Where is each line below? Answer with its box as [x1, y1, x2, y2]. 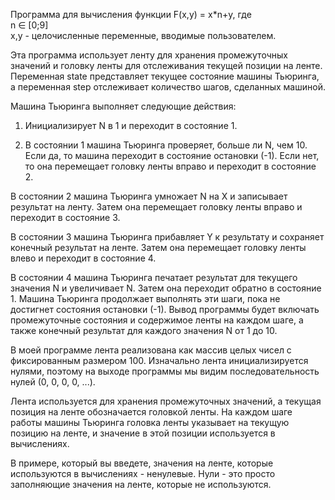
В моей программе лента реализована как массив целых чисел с [10, 344, 292, 356]
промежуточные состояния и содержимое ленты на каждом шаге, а [10, 314, 304, 326]
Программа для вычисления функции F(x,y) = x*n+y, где [10, 9, 252, 20]
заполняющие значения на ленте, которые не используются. [10, 479, 272, 490]
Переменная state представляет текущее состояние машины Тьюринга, [10, 70, 320, 82]
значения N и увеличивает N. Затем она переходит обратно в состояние [10, 282, 322, 294]
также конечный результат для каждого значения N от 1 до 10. [10, 325, 278, 336]
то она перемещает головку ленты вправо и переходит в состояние [24, 160, 317, 172]
